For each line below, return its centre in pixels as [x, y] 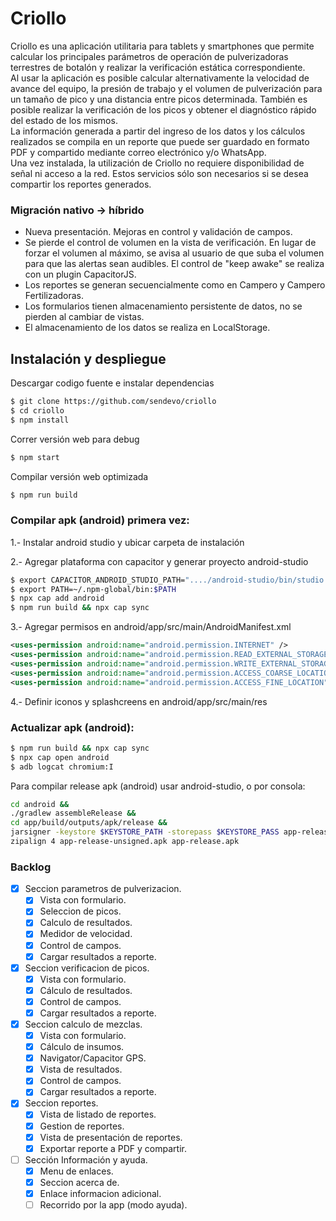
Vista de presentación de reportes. [111, 1137]
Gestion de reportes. [82, 1126]
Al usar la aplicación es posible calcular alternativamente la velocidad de [160, 78]
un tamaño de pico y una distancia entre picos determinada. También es [159, 99]
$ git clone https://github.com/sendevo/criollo [113, 402]
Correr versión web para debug [75, 439]
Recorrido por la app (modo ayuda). [113, 1204]
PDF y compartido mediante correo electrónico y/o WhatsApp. [138, 152]
